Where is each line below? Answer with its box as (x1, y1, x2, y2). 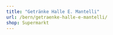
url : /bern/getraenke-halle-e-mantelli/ (6, 14, 108, 20)
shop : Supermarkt (6, 20, 49, 26)
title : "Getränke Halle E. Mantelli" (6, 8, 100, 15)
